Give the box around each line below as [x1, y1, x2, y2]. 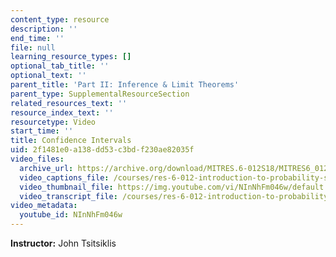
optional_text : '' [10, 71, 87, 81]
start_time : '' [10, 126, 74, 136]
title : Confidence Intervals [10, 136, 132, 146]
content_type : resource [10, 14, 110, 25]
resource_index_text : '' [10, 107, 114, 118]
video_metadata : [10, 201, 78, 211]
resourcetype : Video [10, 117, 97, 127]
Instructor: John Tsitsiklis [10, 237, 117, 249]
